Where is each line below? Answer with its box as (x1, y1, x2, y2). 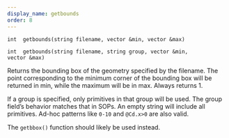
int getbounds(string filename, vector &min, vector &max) (7, 36, 186, 43)
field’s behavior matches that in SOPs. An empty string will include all (7, 102, 205, 110)
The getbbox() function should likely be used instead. (7, 123, 161, 131)
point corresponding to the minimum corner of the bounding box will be (7, 74, 212, 82)
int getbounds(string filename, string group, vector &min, (7, 48, 189, 55)
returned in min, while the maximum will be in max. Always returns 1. (7, 81, 203, 89)
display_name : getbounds (7, 10, 79, 17)
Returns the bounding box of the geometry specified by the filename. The (7, 66, 219, 75)
